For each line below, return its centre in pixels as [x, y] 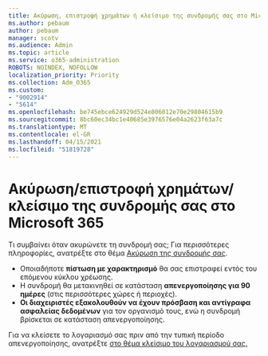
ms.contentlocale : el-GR [49, 134]
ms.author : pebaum [39, 23]
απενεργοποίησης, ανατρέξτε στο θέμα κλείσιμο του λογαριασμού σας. [128, 343]
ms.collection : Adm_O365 [49, 82]
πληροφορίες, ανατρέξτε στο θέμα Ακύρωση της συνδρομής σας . [118, 253]
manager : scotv [33, 38]
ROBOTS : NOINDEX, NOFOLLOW [53, 68]
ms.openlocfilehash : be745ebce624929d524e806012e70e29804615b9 [116, 113]
